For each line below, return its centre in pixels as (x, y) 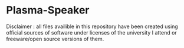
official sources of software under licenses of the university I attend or (91, 32)
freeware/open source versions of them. (55, 39)
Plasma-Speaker (48, 10)
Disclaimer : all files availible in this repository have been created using (92, 26)
